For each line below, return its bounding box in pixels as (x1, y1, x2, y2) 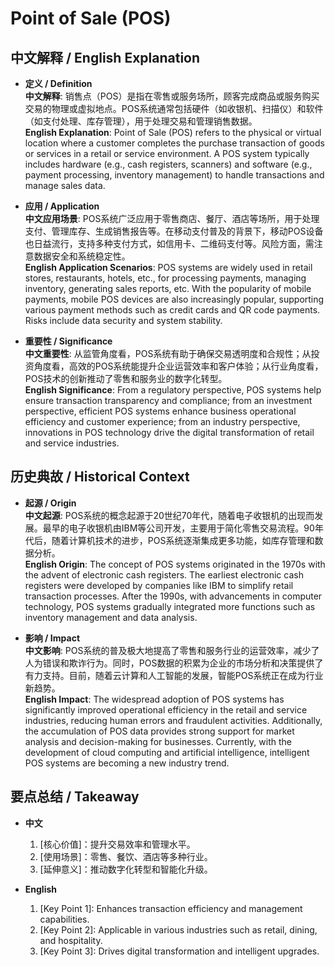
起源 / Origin (24, 497, 77, 509)
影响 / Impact (24, 632, 81, 644)
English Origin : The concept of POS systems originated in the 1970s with (24, 558, 326, 570)
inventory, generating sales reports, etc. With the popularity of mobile (24, 283, 312, 294)
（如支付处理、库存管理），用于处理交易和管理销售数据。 (24, 115, 258, 127)
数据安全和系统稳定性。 (33, 250, 131, 262)
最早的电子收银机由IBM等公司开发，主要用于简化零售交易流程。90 (42, 522, 315, 534)
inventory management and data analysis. (24, 611, 198, 623)
